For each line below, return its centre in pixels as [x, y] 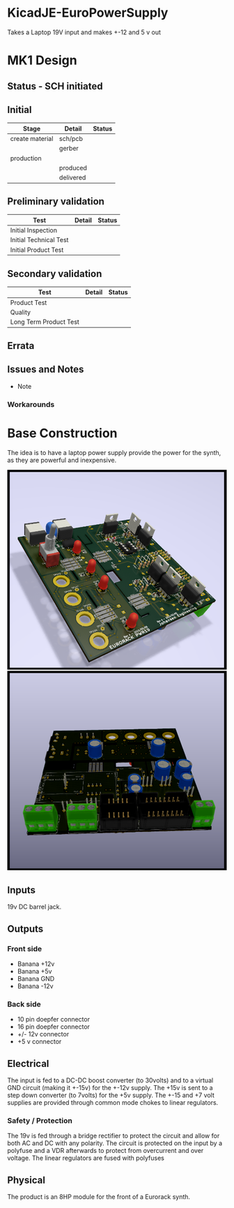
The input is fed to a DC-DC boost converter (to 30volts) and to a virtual [110, 1080]
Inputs [22, 890]
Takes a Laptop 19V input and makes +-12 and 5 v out [84, 32]
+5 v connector [39, 1042]
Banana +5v [34, 971]
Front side [25, 948]
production [26, 158]
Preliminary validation [56, 201]
